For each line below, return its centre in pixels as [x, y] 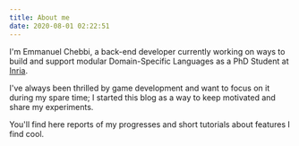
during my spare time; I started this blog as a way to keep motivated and [142, 97]
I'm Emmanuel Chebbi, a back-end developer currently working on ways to [147, 51]
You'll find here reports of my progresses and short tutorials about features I [150, 124]
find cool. [27, 133]
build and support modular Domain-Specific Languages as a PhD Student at [149, 61]
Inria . [19, 70]
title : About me [39, 17]
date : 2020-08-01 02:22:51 [60, 26]
